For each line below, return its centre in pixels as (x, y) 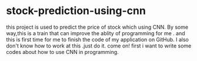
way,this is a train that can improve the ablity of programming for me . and (96, 33)
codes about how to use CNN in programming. (62, 52)
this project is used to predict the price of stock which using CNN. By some (97, 27)
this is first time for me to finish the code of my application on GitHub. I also (98, 39)
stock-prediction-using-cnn (76, 11)
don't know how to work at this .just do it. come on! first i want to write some (99, 46)
